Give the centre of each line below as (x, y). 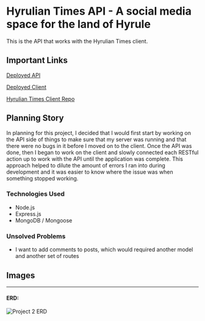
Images (21, 275)
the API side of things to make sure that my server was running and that (96, 139)
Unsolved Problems (36, 236)
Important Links (37, 60)
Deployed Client (27, 87)
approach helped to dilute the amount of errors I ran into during (86, 165)
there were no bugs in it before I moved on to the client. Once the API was (99, 146)
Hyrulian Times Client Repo (41, 98)
